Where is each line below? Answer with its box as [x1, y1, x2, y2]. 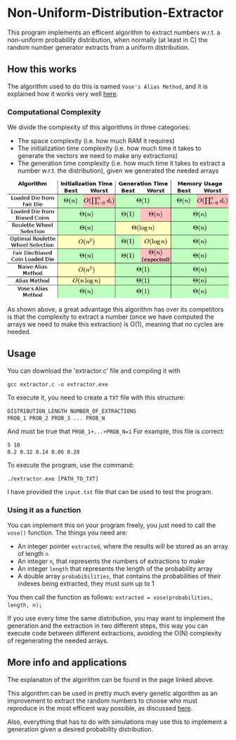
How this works [7, 63, 77, 75]
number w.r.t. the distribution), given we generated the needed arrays [17, 166, 219, 175]
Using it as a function [7, 505, 81, 515]
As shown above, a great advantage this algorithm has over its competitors [7, 305, 224, 313]
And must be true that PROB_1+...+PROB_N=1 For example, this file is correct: [7, 427, 225, 435]
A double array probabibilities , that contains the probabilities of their [17, 571, 221, 580]
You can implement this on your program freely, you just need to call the [7, 521, 216, 529]
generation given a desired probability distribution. [7, 725, 154, 733]
